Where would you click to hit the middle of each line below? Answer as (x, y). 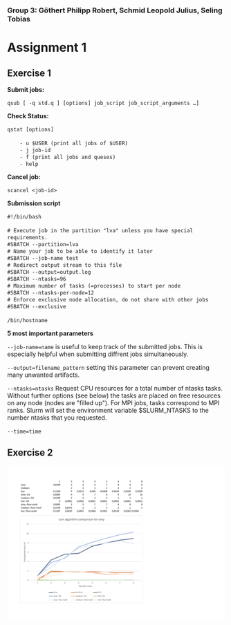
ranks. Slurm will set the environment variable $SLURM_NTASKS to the (108, 410)
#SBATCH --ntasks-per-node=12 (51, 292)
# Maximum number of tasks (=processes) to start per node (94, 286)
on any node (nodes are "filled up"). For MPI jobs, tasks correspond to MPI (113, 402)
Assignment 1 (47, 48)
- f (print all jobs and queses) (68, 157)
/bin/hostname (28, 320)
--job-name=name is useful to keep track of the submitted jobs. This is (105, 346)
